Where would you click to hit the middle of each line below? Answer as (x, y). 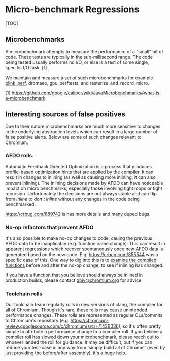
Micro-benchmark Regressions (72, 9)
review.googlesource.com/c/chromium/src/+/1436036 (62, 326)
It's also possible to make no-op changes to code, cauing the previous (79, 238)
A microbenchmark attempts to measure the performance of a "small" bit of (84, 51)
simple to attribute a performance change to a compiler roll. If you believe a (84, 332)
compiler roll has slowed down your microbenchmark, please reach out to (82, 337)
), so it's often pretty (140, 326)
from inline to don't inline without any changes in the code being (72, 199)
